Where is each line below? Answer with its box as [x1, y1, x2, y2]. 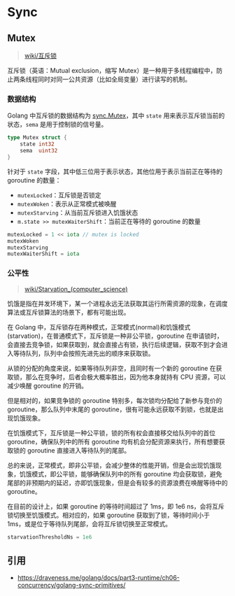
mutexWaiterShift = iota [7, 250, 80, 257]
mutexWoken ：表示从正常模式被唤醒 [17, 199, 117, 208]
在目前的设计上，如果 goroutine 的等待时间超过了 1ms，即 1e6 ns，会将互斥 [7, 502, 225, 511]
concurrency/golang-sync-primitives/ [17, 581, 126, 590]
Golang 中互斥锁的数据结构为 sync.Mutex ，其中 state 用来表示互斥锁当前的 [7, 111, 225, 120]
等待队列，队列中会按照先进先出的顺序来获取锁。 [13, 349, 155, 357]
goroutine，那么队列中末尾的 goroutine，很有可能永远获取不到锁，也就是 [7, 405, 218, 413]
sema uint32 [20, 148, 58, 155]
